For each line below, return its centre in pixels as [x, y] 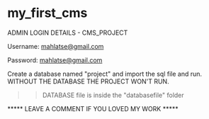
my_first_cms [47, 13]
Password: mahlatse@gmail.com [55, 60]
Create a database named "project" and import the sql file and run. [105, 74]
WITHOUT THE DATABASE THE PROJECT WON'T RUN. [88, 81]
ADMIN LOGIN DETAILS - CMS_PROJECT [68, 33]
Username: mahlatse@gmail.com [56, 46]
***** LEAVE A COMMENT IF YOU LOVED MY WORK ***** [93, 108]
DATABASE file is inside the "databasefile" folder [113, 95]
